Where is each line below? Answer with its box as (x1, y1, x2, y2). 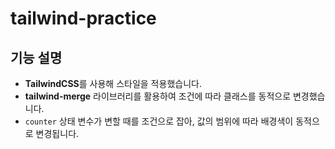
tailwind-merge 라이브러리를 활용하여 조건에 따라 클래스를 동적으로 (24, 90, 292, 102)
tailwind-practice (10, 7, 157, 30)
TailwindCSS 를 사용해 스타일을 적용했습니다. (24, 78, 202, 89)
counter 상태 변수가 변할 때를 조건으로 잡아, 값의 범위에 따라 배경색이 (24, 115, 294, 127)
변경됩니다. (35, 128, 80, 139)
